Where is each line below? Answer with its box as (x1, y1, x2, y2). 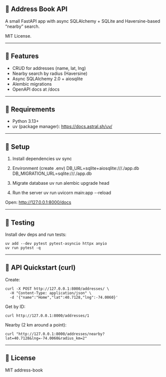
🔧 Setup (5, 142, 30, 151)
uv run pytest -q (5, 246, 41, 251)
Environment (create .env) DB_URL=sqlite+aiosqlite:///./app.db (12, 165, 139, 171)
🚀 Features (5, 52, 39, 60)
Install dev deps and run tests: (5, 231, 67, 238)
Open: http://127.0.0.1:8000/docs (5, 199, 72, 206)
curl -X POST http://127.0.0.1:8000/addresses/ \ (5, 286, 110, 291)
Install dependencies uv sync (12, 156, 72, 162)
